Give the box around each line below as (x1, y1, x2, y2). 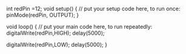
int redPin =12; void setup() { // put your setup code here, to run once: (6, 5, 181, 12)
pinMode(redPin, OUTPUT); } (6, 11, 79, 19)
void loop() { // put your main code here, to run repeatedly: (6, 23, 153, 30)
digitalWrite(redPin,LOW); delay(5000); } (6, 41, 108, 48)
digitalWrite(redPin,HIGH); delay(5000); (6, 29, 105, 37)
